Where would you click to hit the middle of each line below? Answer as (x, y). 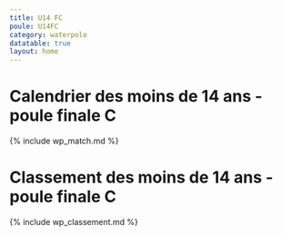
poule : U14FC (34, 26)
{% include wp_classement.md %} (74, 222)
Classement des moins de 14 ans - (141, 177)
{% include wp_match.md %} (64, 141)
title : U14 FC (36, 18)
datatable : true (40, 43)
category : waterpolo (49, 34)
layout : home (34, 52)
